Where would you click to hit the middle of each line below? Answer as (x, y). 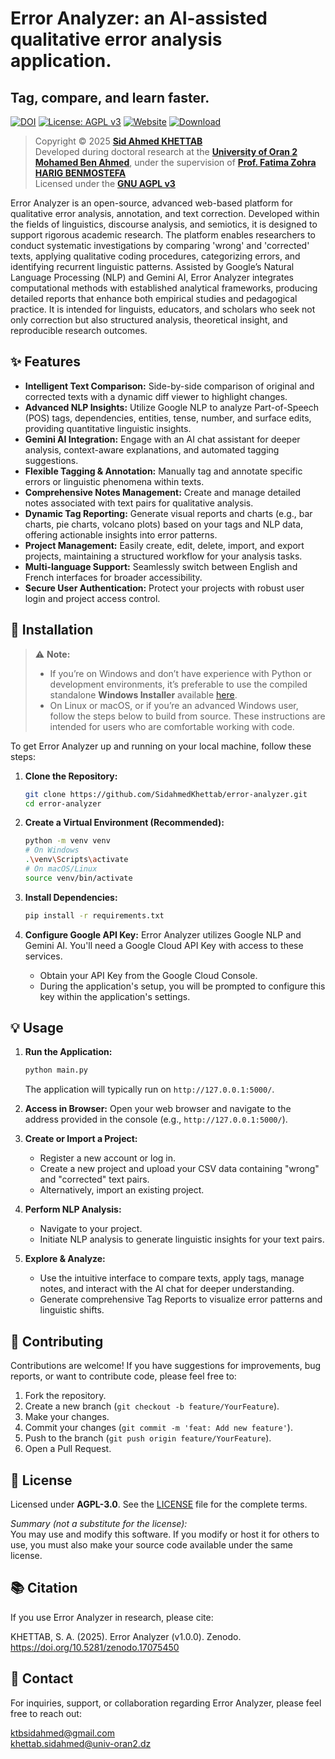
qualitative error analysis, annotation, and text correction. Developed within (165, 213)
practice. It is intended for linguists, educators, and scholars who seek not (163, 309)
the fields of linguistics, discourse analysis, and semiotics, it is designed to (164, 224)
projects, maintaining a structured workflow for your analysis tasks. (163, 556)
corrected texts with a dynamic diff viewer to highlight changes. (156, 396)
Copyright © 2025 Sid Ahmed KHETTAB (118, 141)
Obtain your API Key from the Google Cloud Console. (148, 975)
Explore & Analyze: (65, 1259)
